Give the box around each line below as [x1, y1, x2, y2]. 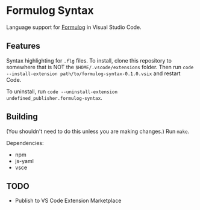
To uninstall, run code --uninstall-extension [6, 88, 118, 95]
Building [6, 112, 38, 122]
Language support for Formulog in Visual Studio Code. [6, 23, 142, 31]
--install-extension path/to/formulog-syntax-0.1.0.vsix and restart [6, 70, 181, 77]
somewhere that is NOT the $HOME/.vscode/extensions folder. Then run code [6, 63, 194, 70]
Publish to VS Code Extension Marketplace [14, 197, 122, 205]
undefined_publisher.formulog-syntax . [6, 94, 102, 101]
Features [6, 41, 40, 51]
